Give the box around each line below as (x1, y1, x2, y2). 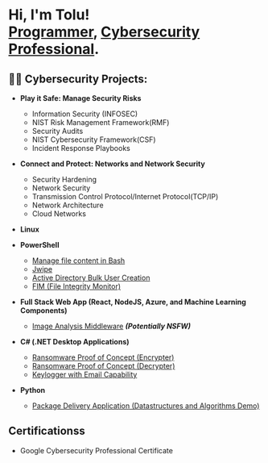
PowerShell (19, 240, 60, 249)
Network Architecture (31, 200, 104, 210)
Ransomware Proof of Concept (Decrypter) (31, 361, 175, 370)
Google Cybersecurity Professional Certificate (19, 445, 173, 455)
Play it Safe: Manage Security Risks (19, 94, 142, 102)
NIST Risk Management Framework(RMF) (31, 118, 170, 127)
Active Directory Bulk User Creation (31, 273, 150, 282)
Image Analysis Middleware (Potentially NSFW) (31, 321, 192, 331)
